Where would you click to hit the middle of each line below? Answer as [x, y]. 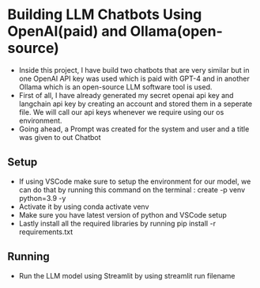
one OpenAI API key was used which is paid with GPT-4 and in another [134, 78]
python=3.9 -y [42, 198]
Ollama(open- [176, 31]
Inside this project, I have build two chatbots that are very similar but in [134, 70]
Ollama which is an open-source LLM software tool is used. [115, 87]
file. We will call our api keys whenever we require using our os [121, 112]
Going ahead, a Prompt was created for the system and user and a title [134, 129]
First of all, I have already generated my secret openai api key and [126, 95]
